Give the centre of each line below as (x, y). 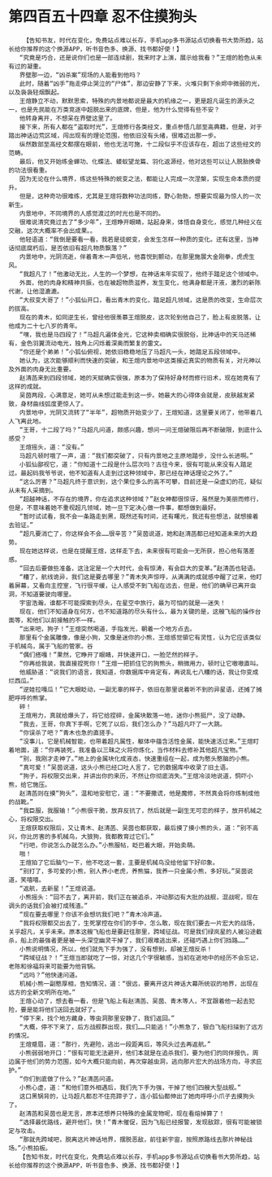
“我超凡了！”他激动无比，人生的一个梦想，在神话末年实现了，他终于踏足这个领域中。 (140, 274)
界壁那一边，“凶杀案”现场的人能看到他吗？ (80, 75)
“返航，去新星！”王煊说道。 (59, 889)
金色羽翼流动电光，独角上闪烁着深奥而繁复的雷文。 (93, 343)
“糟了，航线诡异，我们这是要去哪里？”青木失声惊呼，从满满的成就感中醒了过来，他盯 (140, 577)
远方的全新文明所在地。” (42, 992)
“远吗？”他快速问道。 (50, 975)
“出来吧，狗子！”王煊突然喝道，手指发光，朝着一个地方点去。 (108, 629)
